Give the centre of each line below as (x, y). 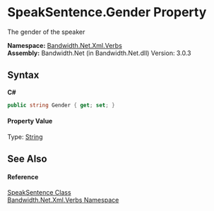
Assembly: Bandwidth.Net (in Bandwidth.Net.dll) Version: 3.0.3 (99, 53)
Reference (23, 176)
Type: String (25, 137)
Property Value (30, 121)
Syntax (23, 75)
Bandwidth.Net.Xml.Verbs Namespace (63, 200)
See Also (27, 159)
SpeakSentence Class (40, 193)
